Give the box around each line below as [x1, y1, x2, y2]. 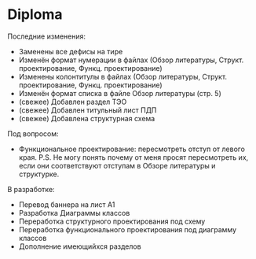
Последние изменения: [7, 31, 86, 41]
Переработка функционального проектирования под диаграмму [18, 224, 237, 234]
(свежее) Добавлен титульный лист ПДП [18, 105, 157, 115]
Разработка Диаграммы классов [18, 208, 130, 217]
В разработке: [7, 184, 56, 194]
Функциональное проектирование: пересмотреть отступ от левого [18, 144, 245, 154]
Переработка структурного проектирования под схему [18, 216, 206, 226]
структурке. [18, 169, 60, 179]
